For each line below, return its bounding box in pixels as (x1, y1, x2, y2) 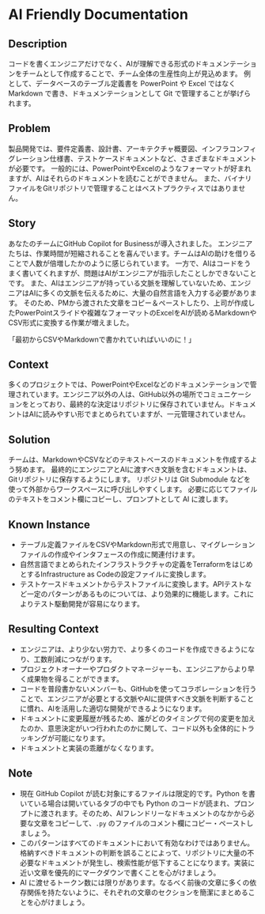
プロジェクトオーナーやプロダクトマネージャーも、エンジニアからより (19, 664, 248, 674)
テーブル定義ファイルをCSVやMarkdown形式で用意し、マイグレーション (19, 540, 256, 550)
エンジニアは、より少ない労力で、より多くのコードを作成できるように (19, 644, 248, 654)
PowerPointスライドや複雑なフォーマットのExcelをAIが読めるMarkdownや (14, 308, 257, 317)
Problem (8, 122, 51, 135)
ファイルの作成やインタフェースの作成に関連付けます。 (19, 550, 199, 559)
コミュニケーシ (203, 390, 252, 399)
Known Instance (8, 518, 91, 531)
